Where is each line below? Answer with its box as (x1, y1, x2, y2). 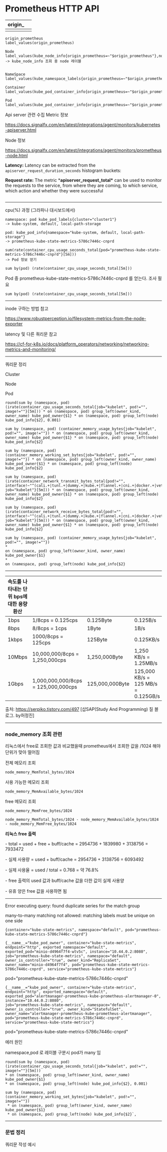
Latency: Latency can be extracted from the (5, 162, 96, 168)
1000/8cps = (32, 633, 64, 640)
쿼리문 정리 (5, 361, 27, 367)
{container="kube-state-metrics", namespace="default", (5, 928, 123, 933)
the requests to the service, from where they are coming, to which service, (5, 182, 158, 188)
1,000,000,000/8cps (32, 677, 83, 684)
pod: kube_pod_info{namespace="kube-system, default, (5, 230, 119, 235)
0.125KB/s (134, 636, 160, 643)
